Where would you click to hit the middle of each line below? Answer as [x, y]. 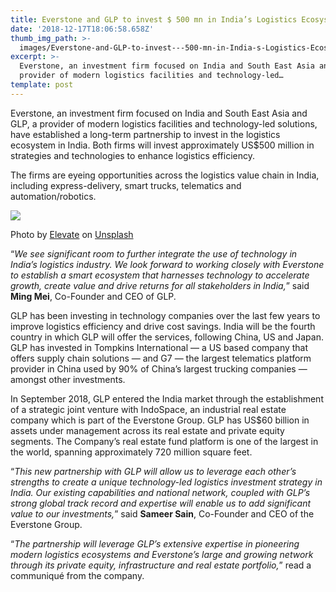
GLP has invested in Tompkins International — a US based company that [159, 347]
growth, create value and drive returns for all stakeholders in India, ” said [160, 285]
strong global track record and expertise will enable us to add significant [161, 503]
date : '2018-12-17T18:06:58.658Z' [82, 29]
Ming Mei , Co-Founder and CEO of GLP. [93, 296]
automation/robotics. [53, 196]
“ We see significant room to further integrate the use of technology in [154, 253]
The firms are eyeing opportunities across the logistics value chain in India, [165, 175]
